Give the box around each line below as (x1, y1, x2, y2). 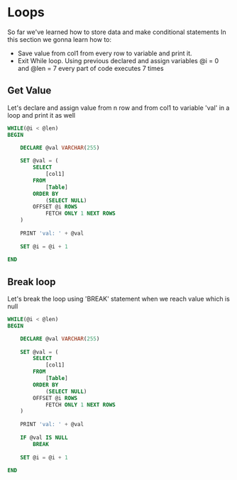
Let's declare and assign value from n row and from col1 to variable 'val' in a (7, 104, 230, 112)
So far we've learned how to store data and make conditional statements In (7, 28, 226, 36)
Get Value (7, 84, 52, 96)
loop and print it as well (7, 111, 76, 119)
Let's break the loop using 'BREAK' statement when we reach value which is (7, 295, 231, 303)
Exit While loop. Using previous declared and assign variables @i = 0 (17, 56, 219, 65)
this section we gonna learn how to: (7, 35, 112, 43)
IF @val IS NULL (20, 434, 69, 441)
